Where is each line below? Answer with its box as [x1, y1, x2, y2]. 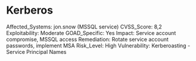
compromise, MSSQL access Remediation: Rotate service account [6, 36, 169, 43]
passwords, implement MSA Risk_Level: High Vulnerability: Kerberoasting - [6, 42, 191, 49]
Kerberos [6, 4, 54, 17]
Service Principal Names [6, 48, 67, 55]
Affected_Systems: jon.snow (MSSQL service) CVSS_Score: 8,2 [6, 23, 162, 30]
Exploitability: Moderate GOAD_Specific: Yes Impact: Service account [6, 29, 176, 36]
